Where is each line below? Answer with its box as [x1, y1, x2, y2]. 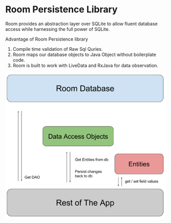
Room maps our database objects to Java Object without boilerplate [12, 51, 156, 58]
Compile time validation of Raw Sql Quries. [12, 46, 103, 52]
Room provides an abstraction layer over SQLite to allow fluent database [5, 21, 158, 27]
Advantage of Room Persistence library [5, 36, 89, 42]
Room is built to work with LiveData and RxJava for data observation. [12, 62, 159, 68]
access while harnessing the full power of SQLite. [5, 26, 110, 32]
